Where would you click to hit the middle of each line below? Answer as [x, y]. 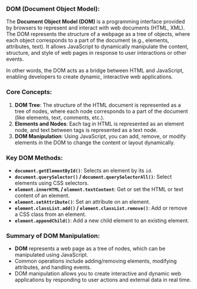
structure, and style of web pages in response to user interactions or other [96, 53]
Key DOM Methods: [34, 158]
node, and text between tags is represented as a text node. [86, 130]
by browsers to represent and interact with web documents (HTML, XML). [96, 28]
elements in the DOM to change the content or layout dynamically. [95, 142]
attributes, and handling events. [53, 267]
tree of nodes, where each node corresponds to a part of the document [101, 111]
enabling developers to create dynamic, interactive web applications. [90, 77]
